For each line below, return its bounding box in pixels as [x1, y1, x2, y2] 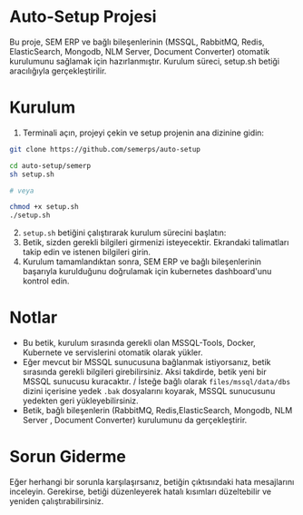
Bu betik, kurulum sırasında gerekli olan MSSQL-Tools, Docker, [22, 338, 256, 349]
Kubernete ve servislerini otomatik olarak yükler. [22, 347, 203, 358]
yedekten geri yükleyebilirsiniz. [22, 395, 139, 406]
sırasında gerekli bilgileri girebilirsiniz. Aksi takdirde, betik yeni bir [22, 366, 267, 378]
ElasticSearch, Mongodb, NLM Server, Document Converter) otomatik [9, 45, 270, 56]
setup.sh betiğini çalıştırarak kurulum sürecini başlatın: [22, 227, 227, 238]
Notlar [9, 307, 58, 328]
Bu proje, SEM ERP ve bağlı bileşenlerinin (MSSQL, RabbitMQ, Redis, [9, 36, 265, 47]
